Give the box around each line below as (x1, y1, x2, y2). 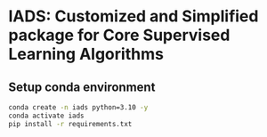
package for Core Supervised (8, 25, 231, 45)
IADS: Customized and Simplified (8, 6, 259, 27)
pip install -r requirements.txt (8, 119, 133, 128)
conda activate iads (8, 111, 85, 120)
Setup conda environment (8, 79, 156, 94)
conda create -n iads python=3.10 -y (8, 103, 149, 112)
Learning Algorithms (8, 44, 164, 64)
